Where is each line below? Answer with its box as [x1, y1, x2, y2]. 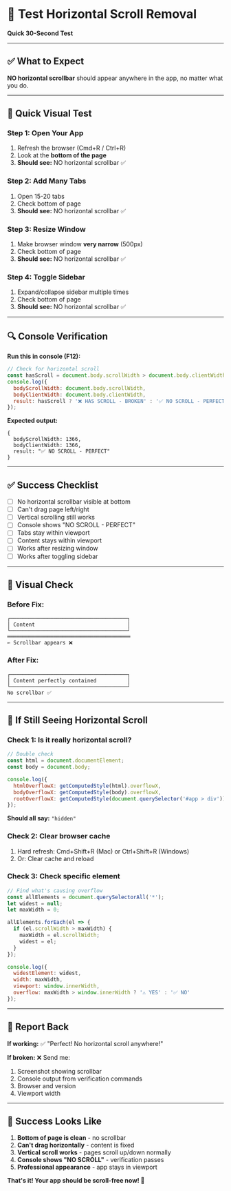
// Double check [7, 751, 54, 758]
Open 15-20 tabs [16, 192, 65, 200]
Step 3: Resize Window [7, 224, 86, 234]
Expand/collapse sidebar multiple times [16, 288, 129, 296]
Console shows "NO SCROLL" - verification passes [16, 1156, 164, 1164]
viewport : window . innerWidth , [13, 983, 100, 990]
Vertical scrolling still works [16, 513, 95, 522]
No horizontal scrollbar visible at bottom [16, 498, 131, 506]
